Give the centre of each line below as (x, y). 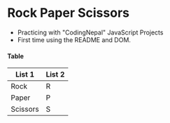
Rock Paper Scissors (68, 13)
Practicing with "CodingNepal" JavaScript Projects (90, 32)
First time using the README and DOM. (74, 39)
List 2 (55, 75)
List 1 (25, 75)
